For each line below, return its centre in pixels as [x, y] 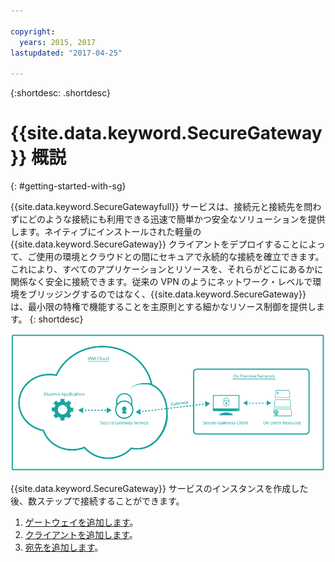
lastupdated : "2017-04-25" [66, 53]
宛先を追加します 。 [64, 547]
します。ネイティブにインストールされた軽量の [106, 232]
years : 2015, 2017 [58, 42]
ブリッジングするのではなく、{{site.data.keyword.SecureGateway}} [167, 294]
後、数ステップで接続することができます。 [97, 501]
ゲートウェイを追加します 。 [81, 522]
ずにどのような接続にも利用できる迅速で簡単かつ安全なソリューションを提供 [168, 219]
